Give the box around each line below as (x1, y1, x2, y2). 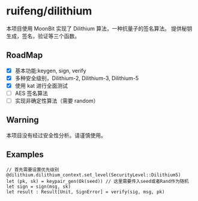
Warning (6, 115, 39, 125)
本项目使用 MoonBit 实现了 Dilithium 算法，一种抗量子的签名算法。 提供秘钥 (6, 25, 193, 32)
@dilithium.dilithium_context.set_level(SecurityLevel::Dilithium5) (6, 172, 181, 178)
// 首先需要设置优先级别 (6, 167, 59, 173)
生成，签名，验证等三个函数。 (6, 32, 80, 40)
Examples (6, 149, 44, 160)
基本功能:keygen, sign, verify (14, 67, 86, 74)
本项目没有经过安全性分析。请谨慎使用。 (6, 131, 106, 139)
